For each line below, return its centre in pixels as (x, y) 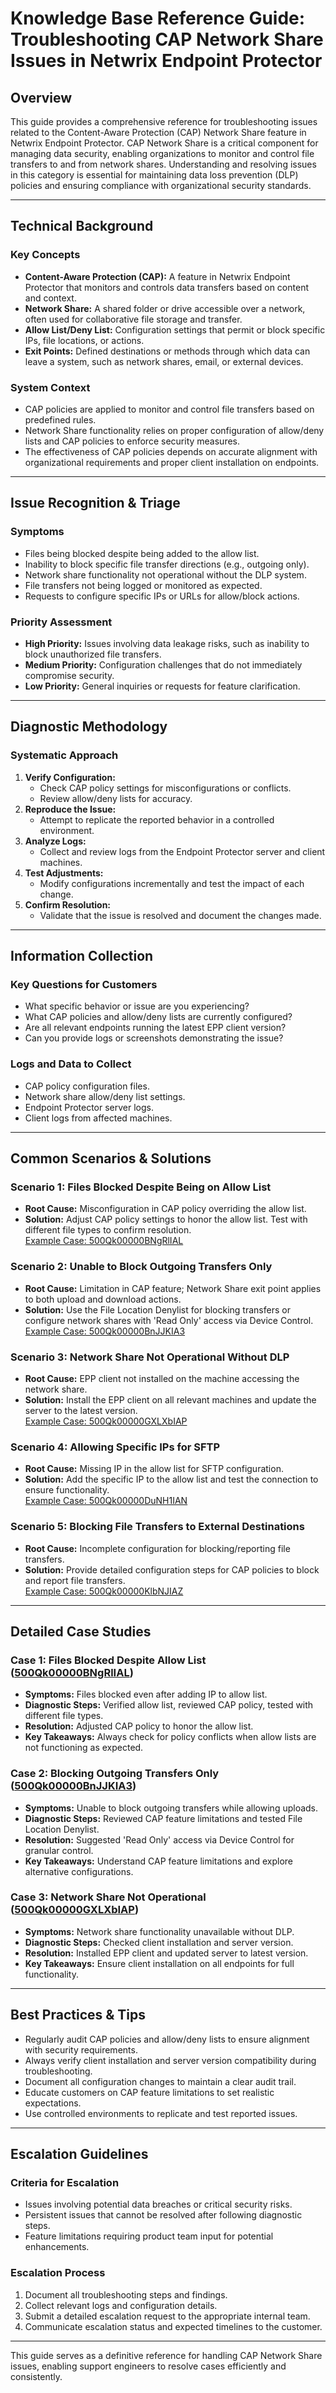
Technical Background (82, 226)
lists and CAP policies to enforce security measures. (132, 441)
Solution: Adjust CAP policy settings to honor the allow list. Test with (166, 1219)
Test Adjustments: (64, 873)
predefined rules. (60, 419)
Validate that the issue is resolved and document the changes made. (180, 915)
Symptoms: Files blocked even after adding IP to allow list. (146, 1694)
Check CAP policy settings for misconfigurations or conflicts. (165, 788)
